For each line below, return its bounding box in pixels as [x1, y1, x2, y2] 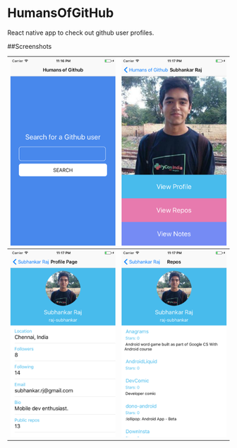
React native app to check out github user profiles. [7, 28, 154, 37]
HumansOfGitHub [7, 5, 114, 21]
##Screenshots [7, 42, 52, 50]
